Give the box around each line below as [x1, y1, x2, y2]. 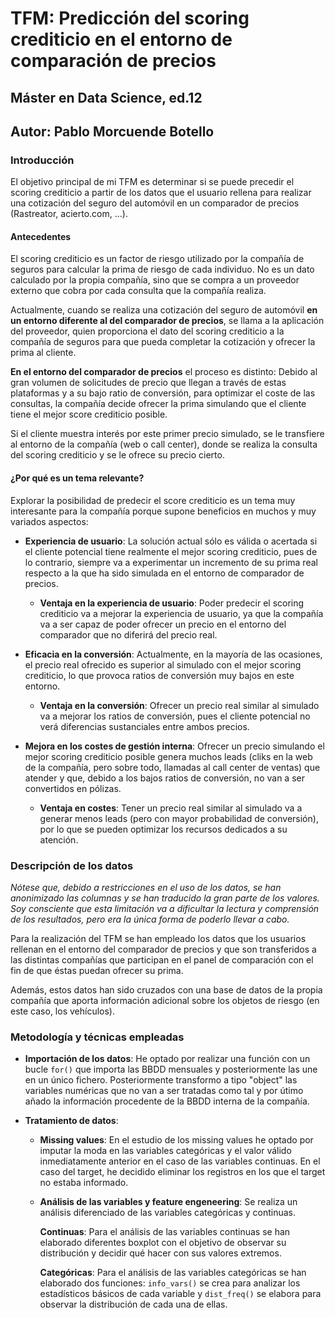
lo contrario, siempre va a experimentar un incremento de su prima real [24, 556, 318, 568]
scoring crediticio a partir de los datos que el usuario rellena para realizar [10, 187, 312, 199]
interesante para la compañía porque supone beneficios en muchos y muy [10, 505, 317, 517]
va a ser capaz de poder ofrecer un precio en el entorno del [39, 618, 287, 630]
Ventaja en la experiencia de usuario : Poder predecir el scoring [39, 597, 305, 609]
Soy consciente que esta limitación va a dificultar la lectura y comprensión [10, 902, 320, 914]
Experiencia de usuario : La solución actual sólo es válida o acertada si [24, 535, 318, 547]
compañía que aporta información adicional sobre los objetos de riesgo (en [10, 994, 320, 1006]
